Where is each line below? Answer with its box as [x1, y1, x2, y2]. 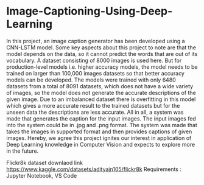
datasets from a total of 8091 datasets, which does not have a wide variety [6, 82, 194, 89]
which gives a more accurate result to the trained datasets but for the [6, 102, 180, 109]
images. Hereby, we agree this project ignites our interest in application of [6, 134, 192, 141]
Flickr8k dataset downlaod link [6, 159, 83, 166]
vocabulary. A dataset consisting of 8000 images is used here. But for [6, 57, 182, 64]
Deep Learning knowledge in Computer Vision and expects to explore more [6, 141, 195, 148]
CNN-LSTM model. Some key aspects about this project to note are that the [6, 44, 197, 51]
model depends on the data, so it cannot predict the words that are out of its [6, 50, 198, 57]
